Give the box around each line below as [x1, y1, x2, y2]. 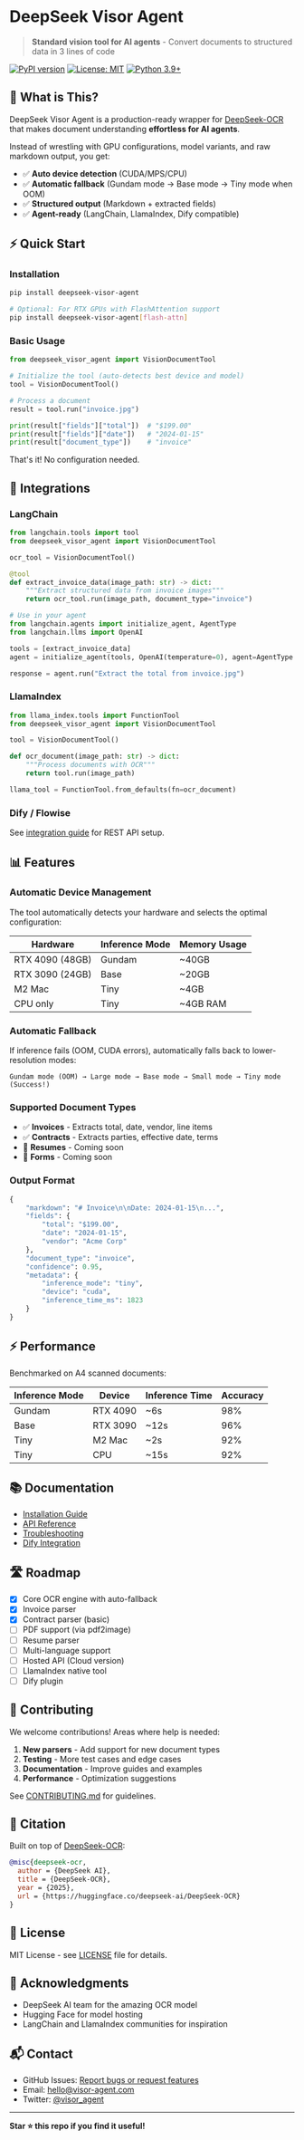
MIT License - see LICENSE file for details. [9, 1949, 167, 1960]
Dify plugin [22, 1675, 63, 1686]
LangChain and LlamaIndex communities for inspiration [22, 2019, 228, 2030]
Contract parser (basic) [22, 1614, 110, 1625]
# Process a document [9, 396, 91, 405]
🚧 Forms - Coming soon [22, 1152, 113, 1163]
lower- [252, 1045, 277, 1056]
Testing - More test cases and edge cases [22, 1753, 182, 1764]
